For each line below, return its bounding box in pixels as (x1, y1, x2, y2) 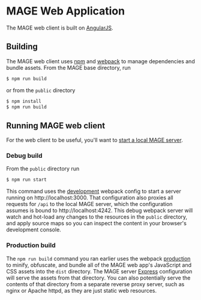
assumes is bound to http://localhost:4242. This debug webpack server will (6, 207, 193, 214)
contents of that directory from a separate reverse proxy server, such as (6, 280, 185, 287)
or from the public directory (6, 86, 76, 94)
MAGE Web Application (6, 4, 125, 18)
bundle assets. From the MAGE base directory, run (6, 64, 131, 71)
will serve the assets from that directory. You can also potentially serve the (6, 274, 191, 281)
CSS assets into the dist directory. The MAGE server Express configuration (6, 267, 193, 275)
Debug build (6, 152, 43, 160)
